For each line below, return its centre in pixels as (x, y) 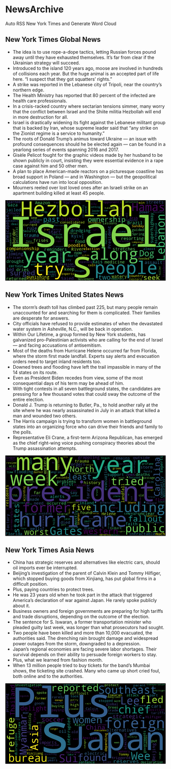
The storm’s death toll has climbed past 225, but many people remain (85, 307)
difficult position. (30, 584)
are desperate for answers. (41, 318)
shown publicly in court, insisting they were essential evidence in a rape (88, 160)
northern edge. (28, 90)
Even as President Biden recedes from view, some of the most (78, 378)
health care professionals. (40, 101)
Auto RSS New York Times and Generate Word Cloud (61, 23)
